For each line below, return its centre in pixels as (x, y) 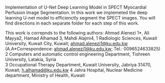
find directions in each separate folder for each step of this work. (72, 23)
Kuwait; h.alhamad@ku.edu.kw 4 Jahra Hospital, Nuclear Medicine (74, 70)
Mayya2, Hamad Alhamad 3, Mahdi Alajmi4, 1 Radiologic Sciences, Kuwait (81, 38)
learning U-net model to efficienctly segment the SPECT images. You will (80, 18)
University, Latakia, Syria (31, 59)
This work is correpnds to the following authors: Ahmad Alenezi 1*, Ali (77, 33)
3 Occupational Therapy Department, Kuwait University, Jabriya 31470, (78, 65)
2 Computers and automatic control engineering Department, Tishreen (78, 54)
